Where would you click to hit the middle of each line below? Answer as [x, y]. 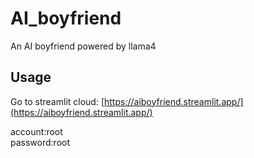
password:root [40, 142]
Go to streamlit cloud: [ [57, 101]
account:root [36, 131]
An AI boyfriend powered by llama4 [83, 46]
